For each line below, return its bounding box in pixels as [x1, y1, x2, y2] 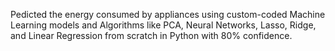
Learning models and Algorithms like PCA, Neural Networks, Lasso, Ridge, [10, 19, 317, 31]
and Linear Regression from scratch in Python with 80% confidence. [10, 30, 293, 41]
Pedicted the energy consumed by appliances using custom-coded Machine [10, 9, 326, 20]
